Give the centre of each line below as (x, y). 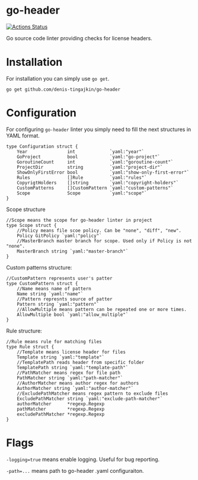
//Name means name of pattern (54, 289)
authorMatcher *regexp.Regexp (61, 404)
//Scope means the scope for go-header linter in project (79, 220)
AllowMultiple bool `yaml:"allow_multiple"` (73, 315)
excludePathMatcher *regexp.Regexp (61, 414)
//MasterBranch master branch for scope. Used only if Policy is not (105, 241)
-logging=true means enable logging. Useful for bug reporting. (83, 459)
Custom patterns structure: (39, 267)
